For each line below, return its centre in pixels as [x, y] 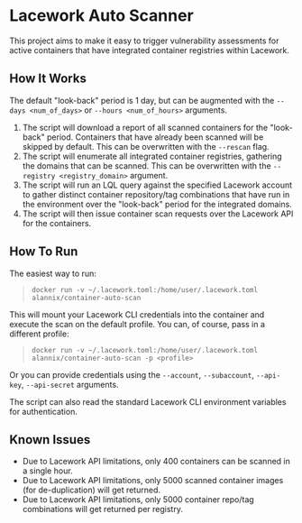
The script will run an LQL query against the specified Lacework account [157, 185]
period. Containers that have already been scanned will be [155, 137]
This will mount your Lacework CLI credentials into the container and [137, 314]
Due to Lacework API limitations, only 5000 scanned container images [153, 481]
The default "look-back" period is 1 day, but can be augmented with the [142, 100]
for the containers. [57, 223]
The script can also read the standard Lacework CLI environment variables [148, 401]
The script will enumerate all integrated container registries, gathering [152, 156]
